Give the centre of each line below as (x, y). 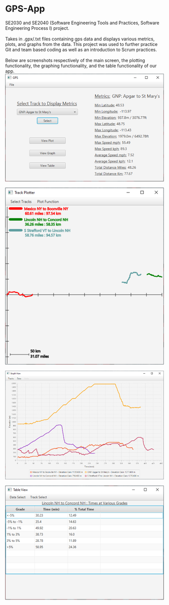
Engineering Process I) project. (37, 28)
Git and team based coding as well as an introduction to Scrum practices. (81, 49)
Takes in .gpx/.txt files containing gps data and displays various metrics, (80, 39)
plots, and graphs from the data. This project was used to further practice (81, 44)
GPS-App (25, 9)
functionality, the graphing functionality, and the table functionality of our (81, 66)
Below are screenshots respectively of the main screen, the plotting (75, 60)
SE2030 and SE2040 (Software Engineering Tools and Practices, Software (82, 23)
